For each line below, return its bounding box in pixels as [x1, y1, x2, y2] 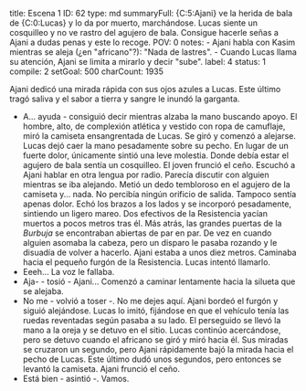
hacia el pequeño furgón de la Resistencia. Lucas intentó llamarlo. [22, 257, 271, 268]
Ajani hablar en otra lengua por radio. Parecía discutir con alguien [22, 169, 269, 180]
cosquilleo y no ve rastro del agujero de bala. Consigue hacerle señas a [9, 27, 279, 37]
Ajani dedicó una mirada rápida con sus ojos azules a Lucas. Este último [9, 84, 281, 94]
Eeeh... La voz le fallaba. [22, 267, 115, 277]
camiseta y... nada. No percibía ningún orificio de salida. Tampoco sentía [22, 189, 297, 199]
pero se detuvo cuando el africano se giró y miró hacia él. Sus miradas [22, 334, 289, 345]
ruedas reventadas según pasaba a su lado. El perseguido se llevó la [22, 315, 281, 325]
